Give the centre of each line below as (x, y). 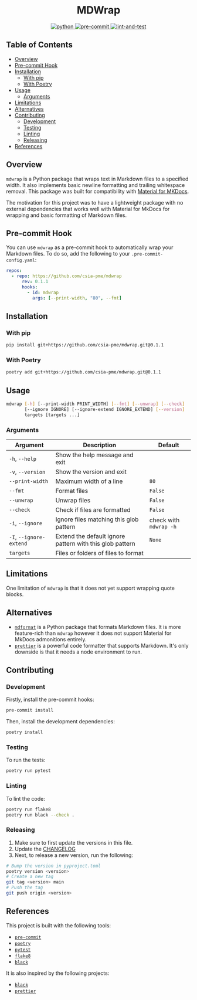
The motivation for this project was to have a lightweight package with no (95, 202)
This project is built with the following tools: (59, 925)
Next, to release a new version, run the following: (74, 855)
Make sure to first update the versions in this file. (74, 842)
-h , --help (23, 459)
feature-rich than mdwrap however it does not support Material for (93, 633)
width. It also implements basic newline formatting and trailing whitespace (96, 185)
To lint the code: (26, 798)
